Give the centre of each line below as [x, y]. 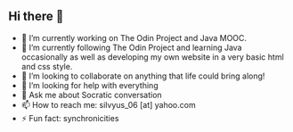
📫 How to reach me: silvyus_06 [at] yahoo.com [109, 104]
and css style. [47, 66]
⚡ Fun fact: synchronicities [70, 118]
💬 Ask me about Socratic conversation [91, 95]
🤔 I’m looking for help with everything [90, 85]
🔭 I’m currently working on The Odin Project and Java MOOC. [134, 37]
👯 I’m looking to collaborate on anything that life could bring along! [143, 76]
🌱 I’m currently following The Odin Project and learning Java [131, 47]
